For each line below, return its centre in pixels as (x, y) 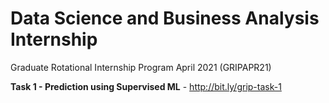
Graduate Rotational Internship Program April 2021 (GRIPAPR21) (141, 67)
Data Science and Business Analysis (165, 18)
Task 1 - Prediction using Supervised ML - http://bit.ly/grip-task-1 (146, 86)
